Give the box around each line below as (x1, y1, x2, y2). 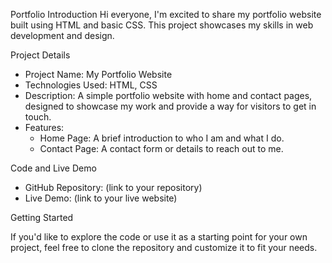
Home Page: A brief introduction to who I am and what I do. (39, 132, 285, 144)
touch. (24, 111, 52, 123)
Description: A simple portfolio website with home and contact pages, (24, 90, 313, 101)
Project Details (10, 49, 71, 61)
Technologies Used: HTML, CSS (24, 79, 158, 91)
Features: (24, 122, 65, 133)
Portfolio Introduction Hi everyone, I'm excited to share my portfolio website (10, 9, 322, 20)
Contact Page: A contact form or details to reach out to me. (39, 143, 284, 154)
